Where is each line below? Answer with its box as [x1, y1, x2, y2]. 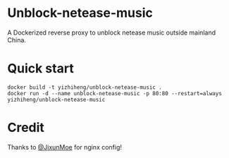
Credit [7, 120, 44, 135]
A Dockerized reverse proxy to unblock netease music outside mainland [7, 28, 216, 37]
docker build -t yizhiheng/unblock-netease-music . [7, 83, 162, 91]
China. [7, 35, 27, 44]
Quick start [7, 61, 74, 77]
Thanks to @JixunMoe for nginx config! [7, 142, 122, 151]
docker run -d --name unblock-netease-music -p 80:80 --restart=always [7, 90, 222, 97]
